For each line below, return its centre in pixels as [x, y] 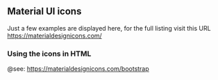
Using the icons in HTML [49, 54]
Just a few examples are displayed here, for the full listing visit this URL [109, 28]
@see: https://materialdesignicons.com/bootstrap [78, 69]
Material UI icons [44, 11]
